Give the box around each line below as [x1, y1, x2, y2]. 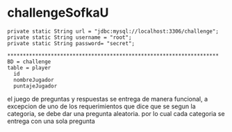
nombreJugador [13, 76, 54, 83]
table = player [7, 64, 51, 71]
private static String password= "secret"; [7, 40, 135, 47]
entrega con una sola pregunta [7, 117, 95, 125]
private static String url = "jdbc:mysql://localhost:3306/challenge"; [7, 28, 219, 35]
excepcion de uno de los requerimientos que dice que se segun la [7, 102, 196, 110]
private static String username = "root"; [7, 33, 132, 41]
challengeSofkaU [7, 5, 109, 21]
